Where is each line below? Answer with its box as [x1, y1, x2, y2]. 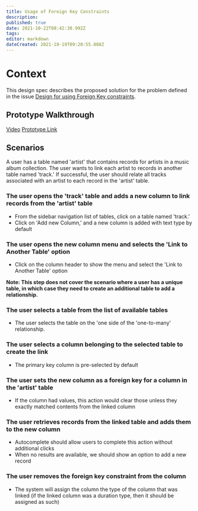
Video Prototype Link [6, 125, 57, 133]
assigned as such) [14, 498, 60, 505]
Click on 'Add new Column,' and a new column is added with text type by [14, 219, 193, 226]
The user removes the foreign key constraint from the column [6, 472, 186, 480]
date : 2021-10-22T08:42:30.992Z [6, 25, 86, 31]
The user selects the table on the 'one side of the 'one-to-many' [14, 320, 171, 327]
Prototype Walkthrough [6, 110, 95, 120]
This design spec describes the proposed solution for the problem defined [6, 86, 187, 93]
